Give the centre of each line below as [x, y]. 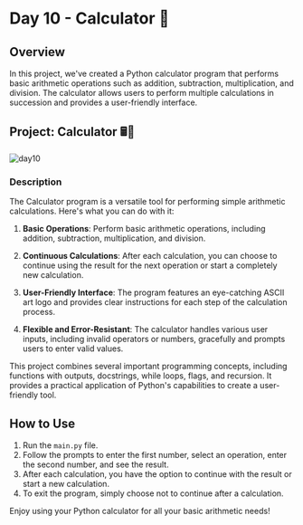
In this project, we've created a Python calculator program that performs [144, 73]
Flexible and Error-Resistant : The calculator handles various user [145, 329]
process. [39, 312]
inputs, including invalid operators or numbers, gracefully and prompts [154, 339]
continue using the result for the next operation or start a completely [150, 265]
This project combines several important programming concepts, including [148, 367]
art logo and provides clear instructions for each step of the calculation [155, 302]
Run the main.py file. [60, 445]
